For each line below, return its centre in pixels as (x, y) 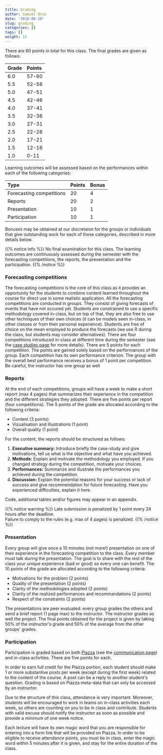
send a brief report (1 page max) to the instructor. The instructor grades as (80, 613)
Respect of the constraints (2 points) (49, 599)
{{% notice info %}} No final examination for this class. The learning (73, 249)
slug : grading (19, 23)
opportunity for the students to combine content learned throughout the (77, 293)
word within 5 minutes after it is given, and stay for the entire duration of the (81, 743)
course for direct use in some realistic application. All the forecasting (74, 298)
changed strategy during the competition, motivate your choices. (77, 464)
